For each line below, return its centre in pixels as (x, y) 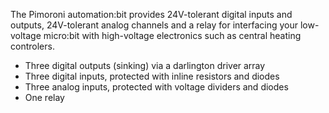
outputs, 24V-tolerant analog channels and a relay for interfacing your (154, 25)
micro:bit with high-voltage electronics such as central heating (172, 35)
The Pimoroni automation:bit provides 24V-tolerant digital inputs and (151, 14)
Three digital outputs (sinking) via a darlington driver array (145, 65)
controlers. (32, 46)
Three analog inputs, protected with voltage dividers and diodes (156, 87)
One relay (44, 97)
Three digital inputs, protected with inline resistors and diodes (152, 76)
